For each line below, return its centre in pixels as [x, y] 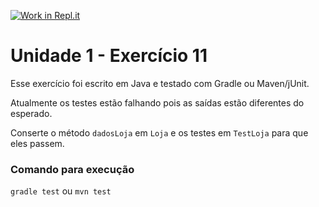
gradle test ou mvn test [61, 191]
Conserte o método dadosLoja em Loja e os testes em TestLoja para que [159, 132]
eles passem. [37, 143]
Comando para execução [72, 169]
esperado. [31, 113]
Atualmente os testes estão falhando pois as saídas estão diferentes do [157, 102]
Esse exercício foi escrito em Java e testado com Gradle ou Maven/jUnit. [160, 83]
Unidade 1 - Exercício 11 [109, 56]
